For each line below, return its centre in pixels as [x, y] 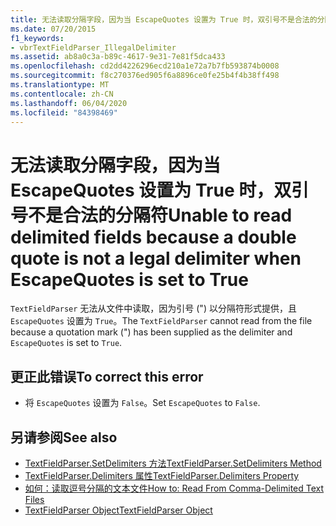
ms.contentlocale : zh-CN [62, 94]
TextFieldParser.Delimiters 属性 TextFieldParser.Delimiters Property [162, 475]
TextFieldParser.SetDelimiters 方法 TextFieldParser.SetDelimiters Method [173, 463]
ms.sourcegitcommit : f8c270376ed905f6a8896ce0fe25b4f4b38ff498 [145, 76]
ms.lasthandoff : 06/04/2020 [69, 103]
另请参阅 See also [64, 437]
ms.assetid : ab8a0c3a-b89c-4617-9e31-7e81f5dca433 [118, 57]
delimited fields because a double [153, 237]
